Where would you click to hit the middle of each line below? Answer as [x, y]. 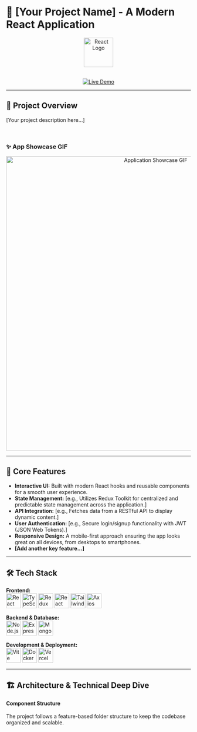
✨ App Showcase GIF [37, 147]
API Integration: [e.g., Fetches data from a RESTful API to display [94, 511]
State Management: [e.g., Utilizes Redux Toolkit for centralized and [96, 498]
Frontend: [18, 590]
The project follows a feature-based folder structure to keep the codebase [96, 716]
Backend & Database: [33, 617]
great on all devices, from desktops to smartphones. [78, 542]
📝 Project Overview [42, 106]
